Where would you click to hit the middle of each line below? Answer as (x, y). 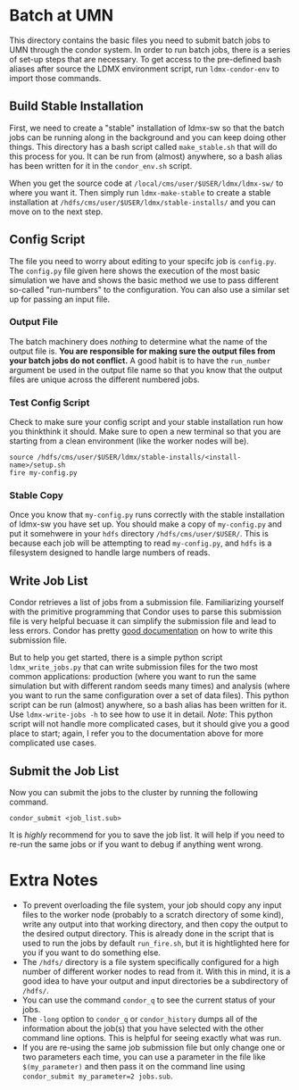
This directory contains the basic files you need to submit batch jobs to (140, 40)
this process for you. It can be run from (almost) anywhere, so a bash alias (146, 156)
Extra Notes (54, 881)
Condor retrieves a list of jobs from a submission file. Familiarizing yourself (147, 603)
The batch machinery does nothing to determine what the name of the (138, 341)
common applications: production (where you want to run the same (133, 677)
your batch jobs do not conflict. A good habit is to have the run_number (140, 360)
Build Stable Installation (77, 107)
